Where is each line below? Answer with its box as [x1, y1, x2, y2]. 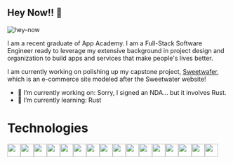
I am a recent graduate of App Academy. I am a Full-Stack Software [7, 39, 202, 47]
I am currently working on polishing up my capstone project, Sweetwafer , [7, 67, 219, 75]
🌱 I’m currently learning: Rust [17, 96, 102, 104]
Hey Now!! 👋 [7, 7, 62, 19]
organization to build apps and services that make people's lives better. [7, 54, 214, 62]
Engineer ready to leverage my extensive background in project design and [7, 46, 225, 54]
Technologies [7, 120, 89, 136]
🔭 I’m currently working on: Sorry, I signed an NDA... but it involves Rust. [17, 88, 227, 96]
